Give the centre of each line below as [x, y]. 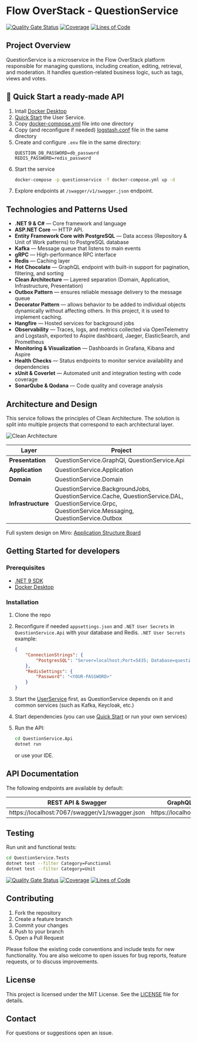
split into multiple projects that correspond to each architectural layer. [90, 424]
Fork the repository [38, 913]
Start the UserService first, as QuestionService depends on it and [94, 699]
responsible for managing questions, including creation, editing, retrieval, [94, 66]
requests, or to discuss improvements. [52, 962]
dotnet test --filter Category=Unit [51, 869]
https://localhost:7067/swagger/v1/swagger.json [77, 812]
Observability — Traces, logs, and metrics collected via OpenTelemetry [101, 329]
